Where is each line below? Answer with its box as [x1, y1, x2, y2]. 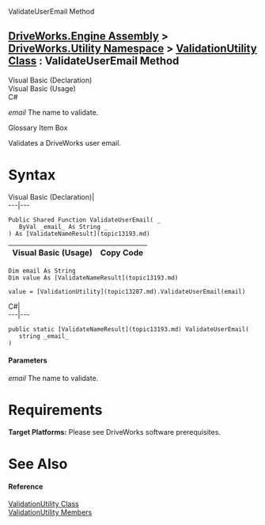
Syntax [8, 166, 56, 184]
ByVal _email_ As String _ [18, 223, 108, 230]
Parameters [8, 356, 47, 365]
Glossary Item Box [8, 123, 68, 132]
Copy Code [100, 247, 144, 258]
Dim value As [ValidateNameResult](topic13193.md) [8, 273, 179, 282]
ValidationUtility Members [8, 508, 93, 517]
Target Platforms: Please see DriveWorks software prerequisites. [8, 427, 221, 436]
